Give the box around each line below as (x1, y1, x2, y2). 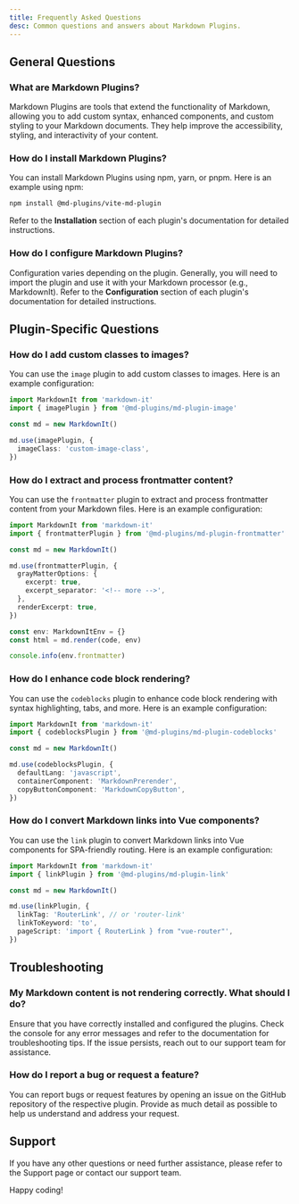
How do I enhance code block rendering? (9, 673, 190, 685)
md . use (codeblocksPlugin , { (9, 760, 114, 769)
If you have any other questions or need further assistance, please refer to (9, 1158, 283, 1168)
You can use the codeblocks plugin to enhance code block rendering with (9, 693, 278, 703)
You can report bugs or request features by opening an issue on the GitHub (9, 1089, 287, 1100)
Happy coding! (9, 1184, 64, 1195)
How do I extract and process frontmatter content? (9, 474, 234, 486)
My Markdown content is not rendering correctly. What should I (9, 987, 290, 1000)
